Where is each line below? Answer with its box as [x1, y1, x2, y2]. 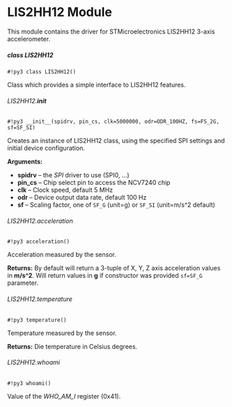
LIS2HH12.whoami [7, 358, 61, 367]
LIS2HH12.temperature [7, 295, 73, 303]
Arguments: [7, 158, 43, 166]
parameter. [7, 279, 39, 287]
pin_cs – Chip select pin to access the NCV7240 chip [17, 179, 171, 187]
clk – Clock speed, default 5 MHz [17, 186, 114, 194]
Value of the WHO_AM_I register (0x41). [7, 392, 121, 400]
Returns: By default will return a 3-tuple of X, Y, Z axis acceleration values [7, 264, 221, 272]
